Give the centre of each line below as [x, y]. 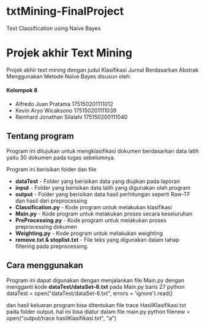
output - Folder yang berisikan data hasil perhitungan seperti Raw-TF [103, 194]
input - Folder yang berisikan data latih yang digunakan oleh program [103, 187]
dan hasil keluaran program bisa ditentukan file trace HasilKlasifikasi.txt [96, 305]
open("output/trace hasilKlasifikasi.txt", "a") [61, 318]
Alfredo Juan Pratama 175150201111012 [64, 104]
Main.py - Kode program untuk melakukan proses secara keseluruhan [104, 214]
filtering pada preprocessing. [52, 246]
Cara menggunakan [45, 265]
